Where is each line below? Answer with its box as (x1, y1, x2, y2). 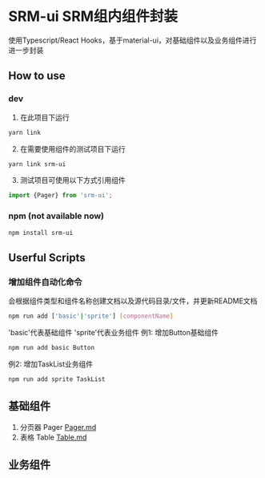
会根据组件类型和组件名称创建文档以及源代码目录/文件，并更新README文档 (8, 296, 258, 306)
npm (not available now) (8, 210, 105, 221)
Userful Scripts (8, 250, 86, 265)
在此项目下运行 (19, 112, 70, 122)
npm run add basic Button (8, 343, 94, 351)
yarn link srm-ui (8, 160, 66, 168)
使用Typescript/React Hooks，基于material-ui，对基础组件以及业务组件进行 (8, 35, 257, 45)
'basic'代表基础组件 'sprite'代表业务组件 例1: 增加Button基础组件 (8, 327, 219, 337)
